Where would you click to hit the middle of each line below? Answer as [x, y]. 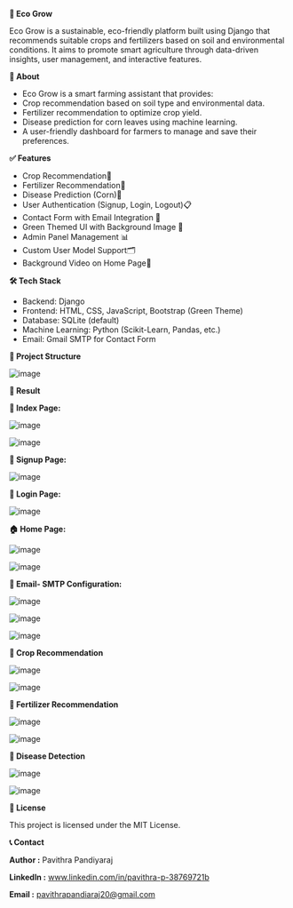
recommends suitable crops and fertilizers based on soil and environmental [147, 40]
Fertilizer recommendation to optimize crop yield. [112, 112]
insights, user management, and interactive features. [106, 59]
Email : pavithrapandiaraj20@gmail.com [82, 894]
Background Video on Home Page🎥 [87, 263]
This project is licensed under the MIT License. [95, 825]
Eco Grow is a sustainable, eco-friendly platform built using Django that [140, 31]
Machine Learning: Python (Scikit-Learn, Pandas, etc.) [121, 330]
